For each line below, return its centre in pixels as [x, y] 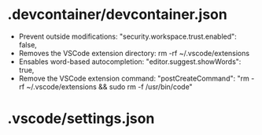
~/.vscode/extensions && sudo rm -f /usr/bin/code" [110, 86]
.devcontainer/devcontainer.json [117, 15]
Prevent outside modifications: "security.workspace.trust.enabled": [127, 36]
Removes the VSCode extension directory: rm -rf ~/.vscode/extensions [134, 53]
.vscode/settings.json [81, 119]
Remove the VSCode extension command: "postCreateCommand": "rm [134, 78]
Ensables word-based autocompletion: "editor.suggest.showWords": [130, 62]
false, [28, 44]
